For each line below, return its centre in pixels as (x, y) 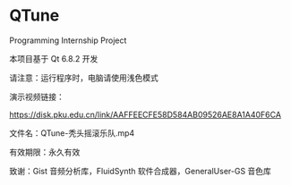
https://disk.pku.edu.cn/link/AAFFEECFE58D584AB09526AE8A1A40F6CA (145, 114)
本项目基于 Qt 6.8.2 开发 (54, 58)
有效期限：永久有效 (45, 152)
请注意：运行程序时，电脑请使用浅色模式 (84, 78)
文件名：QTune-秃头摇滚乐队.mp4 (72, 133)
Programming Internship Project (68, 40)
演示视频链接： (37, 97)
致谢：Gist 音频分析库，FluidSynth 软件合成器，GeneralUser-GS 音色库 (140, 171)
